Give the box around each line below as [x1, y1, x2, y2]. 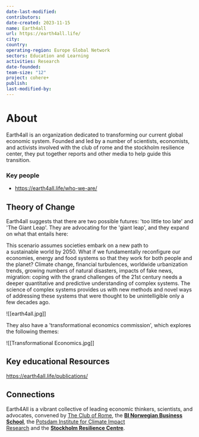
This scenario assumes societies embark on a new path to [6, 242, 149, 249]
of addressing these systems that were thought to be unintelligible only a [6, 292, 184, 299]
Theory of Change [6, 202, 75, 212]
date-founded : [6, 64, 42, 70]
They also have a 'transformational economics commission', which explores [6, 321, 191, 328]
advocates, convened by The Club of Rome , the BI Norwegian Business [6, 411, 183, 419]
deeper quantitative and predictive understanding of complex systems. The [6, 280, 191, 287]
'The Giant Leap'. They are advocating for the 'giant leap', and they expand [6, 224, 189, 231]
